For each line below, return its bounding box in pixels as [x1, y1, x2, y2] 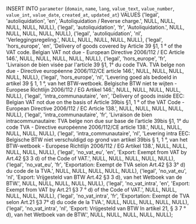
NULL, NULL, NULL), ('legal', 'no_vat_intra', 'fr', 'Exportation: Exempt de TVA [6, 192, 190, 199]
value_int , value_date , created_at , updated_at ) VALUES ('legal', [6, 11, 160, 18]
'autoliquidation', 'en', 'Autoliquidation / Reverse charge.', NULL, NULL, [6, 18, 176, 24]
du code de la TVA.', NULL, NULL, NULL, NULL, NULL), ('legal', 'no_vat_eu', [6, 168, 187, 174]
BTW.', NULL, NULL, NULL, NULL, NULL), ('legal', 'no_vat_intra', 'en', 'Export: [6, 180, 190, 187]
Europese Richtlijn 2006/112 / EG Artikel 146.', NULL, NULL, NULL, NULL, [6, 86, 181, 93]
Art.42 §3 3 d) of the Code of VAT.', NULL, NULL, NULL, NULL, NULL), [6, 155, 175, 162]
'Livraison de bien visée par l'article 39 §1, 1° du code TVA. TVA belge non [6, 61, 185, 68]
